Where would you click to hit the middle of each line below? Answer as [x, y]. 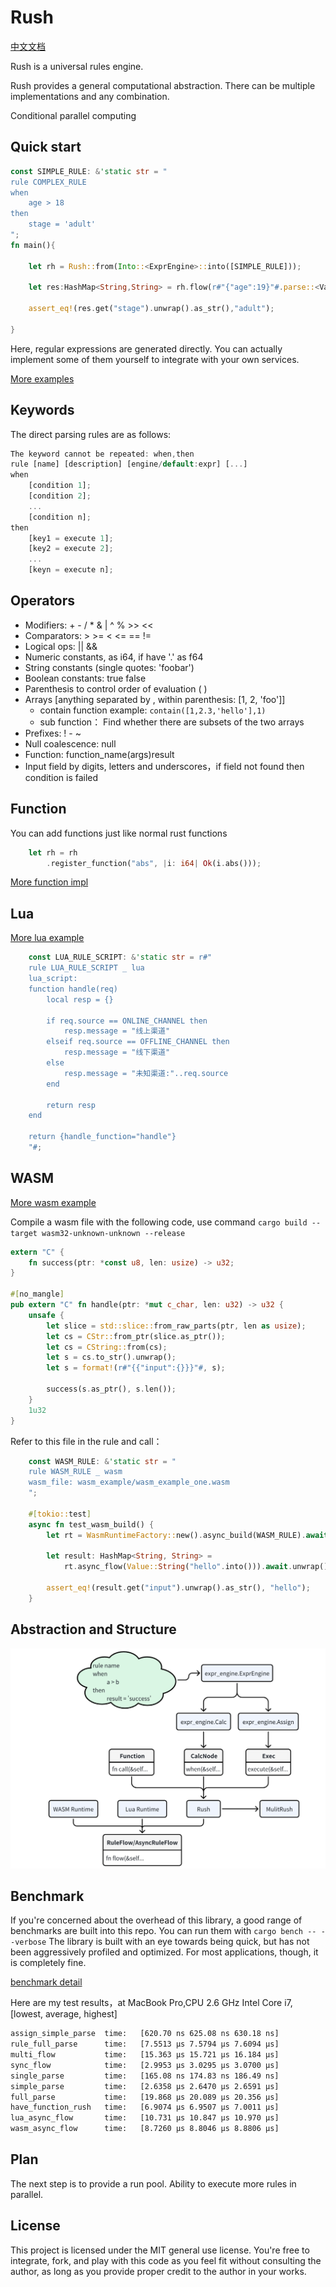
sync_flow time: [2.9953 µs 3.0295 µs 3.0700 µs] [145, 2065]
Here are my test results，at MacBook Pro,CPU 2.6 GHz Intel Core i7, [151, 2003]
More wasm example [53, 1202]
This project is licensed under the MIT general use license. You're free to [160, 2250]
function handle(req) [73, 989]
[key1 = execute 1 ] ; [71, 538]
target [24, 1233]
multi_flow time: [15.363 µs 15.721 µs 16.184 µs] [145, 2055]
